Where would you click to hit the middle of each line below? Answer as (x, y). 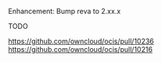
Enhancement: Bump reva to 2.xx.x (65, 11)
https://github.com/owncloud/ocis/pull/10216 (80, 49)
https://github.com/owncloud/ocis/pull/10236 (81, 41)
